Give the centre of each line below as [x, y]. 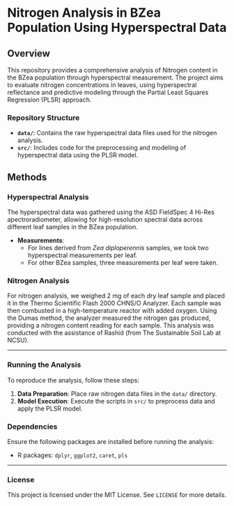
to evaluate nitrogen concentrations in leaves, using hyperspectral [102, 85]
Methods [27, 177]
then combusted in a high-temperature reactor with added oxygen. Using [112, 311]
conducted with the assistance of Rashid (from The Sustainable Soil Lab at [114, 333]
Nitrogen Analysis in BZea [84, 13]
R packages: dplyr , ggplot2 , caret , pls [72, 455]
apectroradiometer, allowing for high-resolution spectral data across [105, 219]
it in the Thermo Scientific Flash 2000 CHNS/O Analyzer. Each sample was [114, 303]
